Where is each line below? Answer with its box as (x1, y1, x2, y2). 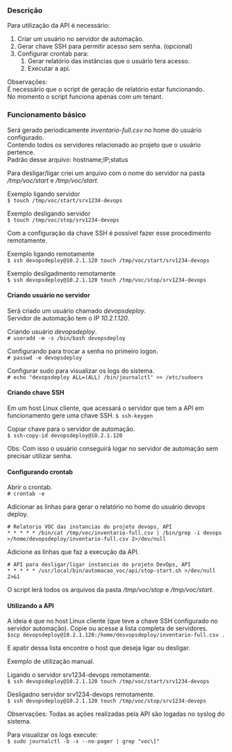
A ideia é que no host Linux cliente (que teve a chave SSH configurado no (7, 617, 218, 626)
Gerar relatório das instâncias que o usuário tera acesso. (27, 57, 190, 65)
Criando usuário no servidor (7, 291, 90, 300)
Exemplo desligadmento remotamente (7, 269, 116, 277)
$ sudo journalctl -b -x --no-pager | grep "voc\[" (7, 738, 160, 745)
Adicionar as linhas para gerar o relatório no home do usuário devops (7, 502, 206, 511)
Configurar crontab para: (17, 49, 89, 58)
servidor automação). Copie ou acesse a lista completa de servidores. (7, 624, 208, 632)
